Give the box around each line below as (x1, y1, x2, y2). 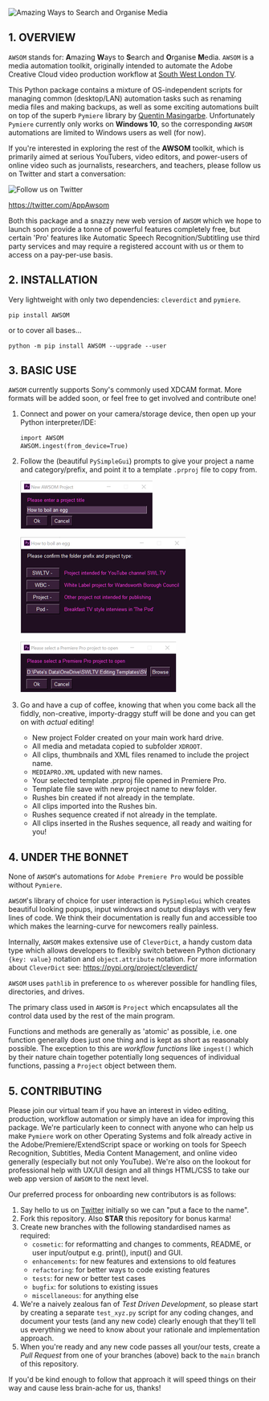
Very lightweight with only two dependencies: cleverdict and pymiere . (8, 295, 241, 304)
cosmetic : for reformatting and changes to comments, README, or (31, 1239, 251, 1249)
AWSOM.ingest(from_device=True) (19, 443, 128, 451)
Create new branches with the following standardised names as (19, 1222, 231, 1232)
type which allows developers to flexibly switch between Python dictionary (8, 946, 256, 955)
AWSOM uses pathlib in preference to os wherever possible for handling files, (8, 979, 258, 988)
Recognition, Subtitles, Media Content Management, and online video (8, 1148, 238, 1158)
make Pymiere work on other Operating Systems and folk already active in (8, 1131, 252, 1141)
